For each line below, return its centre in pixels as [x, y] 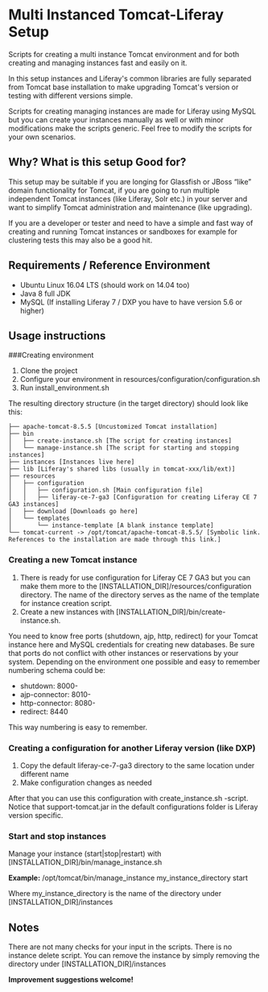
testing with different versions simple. [70, 95]
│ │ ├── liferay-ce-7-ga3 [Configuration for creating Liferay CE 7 [133, 497]
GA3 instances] [34, 504]
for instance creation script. [66, 603]
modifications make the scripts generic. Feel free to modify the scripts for [130, 128]
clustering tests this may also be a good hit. [80, 240]
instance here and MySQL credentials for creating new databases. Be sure [132, 644]
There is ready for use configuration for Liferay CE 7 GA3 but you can [135, 577]
